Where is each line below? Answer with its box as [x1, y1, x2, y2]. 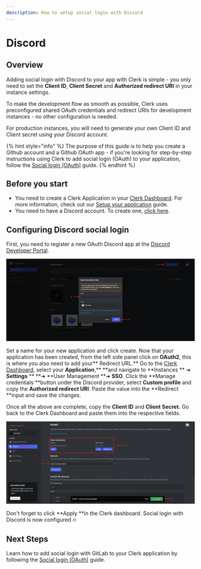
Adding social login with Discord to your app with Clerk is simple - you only [6, 75, 191, 83]
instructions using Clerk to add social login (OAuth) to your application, [6, 155, 181, 162]
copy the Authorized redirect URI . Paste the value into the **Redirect [6, 385, 179, 392]
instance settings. [6, 89, 50, 96]
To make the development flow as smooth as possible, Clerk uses [6, 100, 168, 107]
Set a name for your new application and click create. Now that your [6, 347, 174, 354]
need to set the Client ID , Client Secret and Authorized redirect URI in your [6, 82, 193, 89]
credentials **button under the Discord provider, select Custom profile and [6, 379, 191, 386]
